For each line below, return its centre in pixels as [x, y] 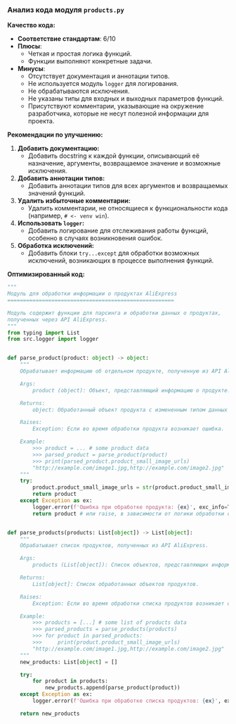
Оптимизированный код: [46, 274]
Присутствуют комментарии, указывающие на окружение [116, 106]
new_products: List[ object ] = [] [69, 662]
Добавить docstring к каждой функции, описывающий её [114, 156]
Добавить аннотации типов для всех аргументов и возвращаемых [128, 186]
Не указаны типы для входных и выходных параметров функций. [126, 99]
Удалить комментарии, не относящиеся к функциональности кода [128, 208]
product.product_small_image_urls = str [92, 487]
